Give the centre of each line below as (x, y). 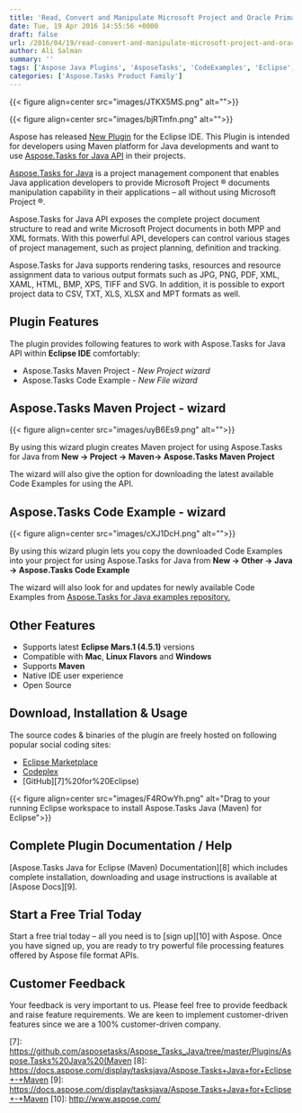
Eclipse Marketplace (60, 762)
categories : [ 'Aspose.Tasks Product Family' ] (96, 76)
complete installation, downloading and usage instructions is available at (143, 877)
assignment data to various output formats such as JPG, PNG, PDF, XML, (145, 274)
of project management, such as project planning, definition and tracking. (145, 247)
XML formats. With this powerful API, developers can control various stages (150, 238)
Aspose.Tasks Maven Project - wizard (118, 408)
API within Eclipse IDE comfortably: (75, 353)
